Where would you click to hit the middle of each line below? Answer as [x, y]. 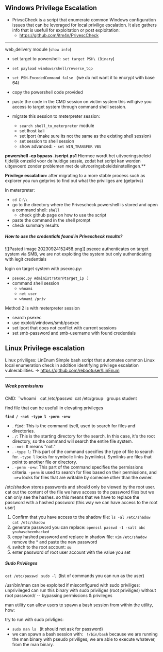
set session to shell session [47, 141]
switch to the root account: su [42, 547]
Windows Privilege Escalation [51, 8]
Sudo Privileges [21, 563]
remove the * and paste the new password [55, 542]
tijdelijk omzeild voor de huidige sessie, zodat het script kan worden [73, 161]
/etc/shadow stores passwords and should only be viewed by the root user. [80, 487]
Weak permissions [24, 386]
